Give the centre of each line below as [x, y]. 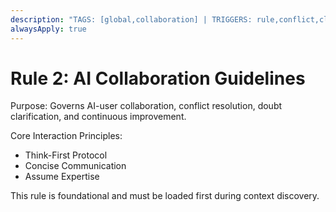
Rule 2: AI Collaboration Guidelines [158, 78]
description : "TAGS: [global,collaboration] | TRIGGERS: [131, 19]
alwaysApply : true [48, 29]
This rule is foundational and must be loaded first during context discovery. [165, 196]
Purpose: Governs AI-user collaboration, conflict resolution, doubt [146, 106]
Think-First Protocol [66, 155]
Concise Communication [75, 166]
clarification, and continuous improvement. [98, 117]
